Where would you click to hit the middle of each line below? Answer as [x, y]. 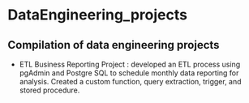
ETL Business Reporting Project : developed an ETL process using [130, 64]
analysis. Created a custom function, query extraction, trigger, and [130, 82]
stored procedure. [49, 90]
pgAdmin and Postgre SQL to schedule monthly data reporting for [129, 73]
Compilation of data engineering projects [114, 45]
